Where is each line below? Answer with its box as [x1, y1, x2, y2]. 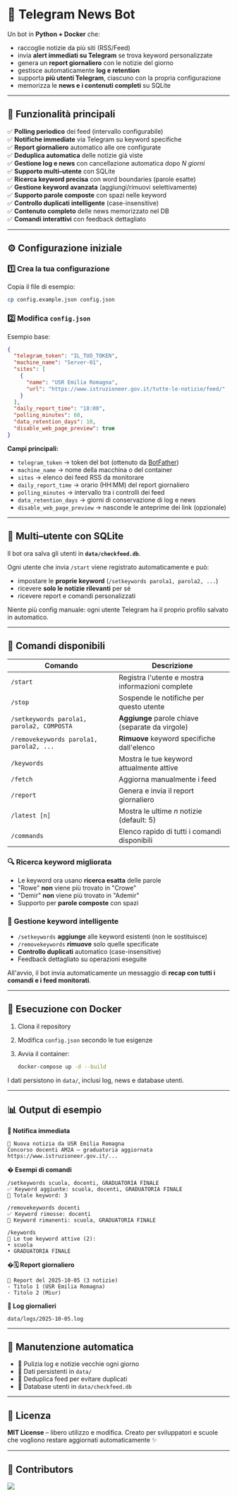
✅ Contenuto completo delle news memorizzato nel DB [7, 207, 169, 215]
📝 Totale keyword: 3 [7, 1192, 68, 1199]
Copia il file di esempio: [7, 282, 75, 291]
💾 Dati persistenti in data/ [17, 1367, 92, 1376]
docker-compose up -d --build [17, 1063, 107, 1070]
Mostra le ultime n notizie [119, 806, 202, 816]
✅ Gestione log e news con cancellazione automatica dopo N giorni [7, 159, 205, 167]
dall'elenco [119, 742, 155, 752]
